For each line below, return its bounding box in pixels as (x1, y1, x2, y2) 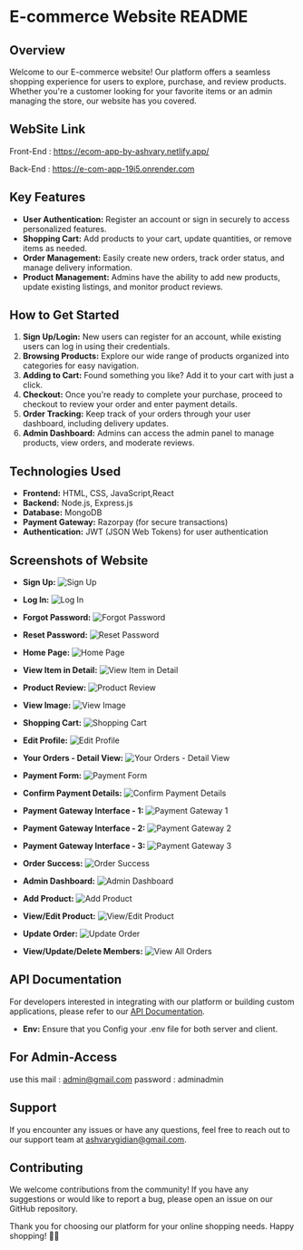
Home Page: (22, 647, 71, 659)
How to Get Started (9, 308, 120, 323)
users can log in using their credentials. (22, 341, 171, 352)
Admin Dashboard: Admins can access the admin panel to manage (22, 428, 275, 439)
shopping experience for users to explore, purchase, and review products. (9, 76, 287, 87)
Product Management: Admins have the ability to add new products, (22, 271, 281, 282)
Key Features (9, 190, 86, 205)
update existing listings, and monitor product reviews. (22, 281, 224, 292)
